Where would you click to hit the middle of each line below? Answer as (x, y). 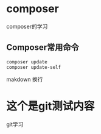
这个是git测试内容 (50, 106)
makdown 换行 (25, 79)
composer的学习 (27, 26)
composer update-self (34, 67)
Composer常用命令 (43, 48)
